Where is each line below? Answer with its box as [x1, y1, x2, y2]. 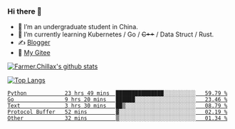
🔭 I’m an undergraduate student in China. [17, 23, 139, 31]
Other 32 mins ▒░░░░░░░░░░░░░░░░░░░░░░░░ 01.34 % [7, 115, 228, 122]
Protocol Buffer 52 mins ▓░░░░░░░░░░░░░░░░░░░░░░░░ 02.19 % [7, 108, 228, 116]
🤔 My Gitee [17, 48, 51, 57]
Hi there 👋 [7, 6, 43, 16]
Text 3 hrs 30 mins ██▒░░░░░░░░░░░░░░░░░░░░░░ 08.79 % [7, 103, 228, 110]
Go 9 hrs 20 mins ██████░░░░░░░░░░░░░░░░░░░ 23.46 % [7, 96, 228, 103]
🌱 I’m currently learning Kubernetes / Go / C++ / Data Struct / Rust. [17, 30, 214, 38]
